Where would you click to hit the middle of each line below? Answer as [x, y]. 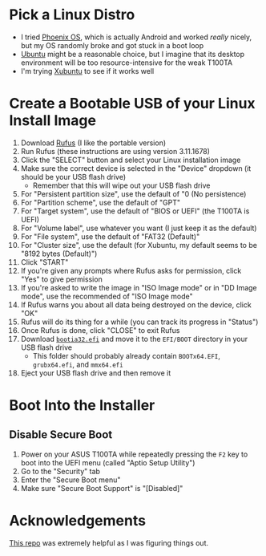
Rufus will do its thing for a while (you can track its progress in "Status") [139, 322]
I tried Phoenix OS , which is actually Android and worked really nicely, [136, 37]
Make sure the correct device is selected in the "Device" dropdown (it [136, 168]
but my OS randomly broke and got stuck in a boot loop [112, 45]
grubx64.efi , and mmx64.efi [78, 364]
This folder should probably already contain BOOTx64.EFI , [127, 355]
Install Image [53, 121]
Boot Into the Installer [82, 406]
